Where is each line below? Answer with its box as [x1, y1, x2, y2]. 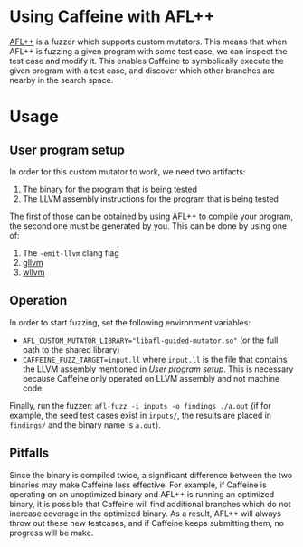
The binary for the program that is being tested [22, 184, 197, 194]
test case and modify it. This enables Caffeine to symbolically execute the [9, 55, 285, 66]
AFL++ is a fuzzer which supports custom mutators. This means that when [9, 36, 288, 47]
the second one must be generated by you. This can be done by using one [9, 220, 288, 231]
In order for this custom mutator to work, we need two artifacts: [9, 165, 246, 177]
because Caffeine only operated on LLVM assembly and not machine [22, 373, 280, 383]
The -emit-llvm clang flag [22, 247, 119, 259]
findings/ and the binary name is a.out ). [9, 419, 161, 430]
